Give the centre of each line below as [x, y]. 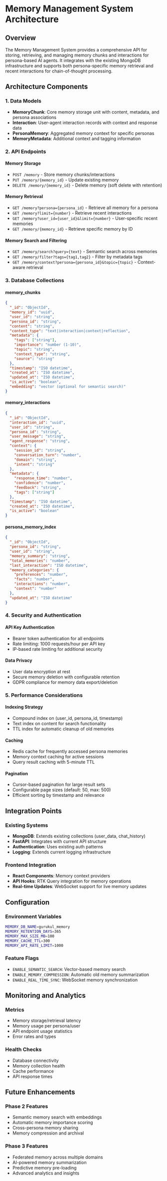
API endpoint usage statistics [42, 1031]
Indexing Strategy [24, 707]
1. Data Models [23, 101]
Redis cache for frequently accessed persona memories [70, 751]
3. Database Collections [35, 281]
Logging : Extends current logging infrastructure [62, 852]
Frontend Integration [31, 865]
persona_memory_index [31, 527]
